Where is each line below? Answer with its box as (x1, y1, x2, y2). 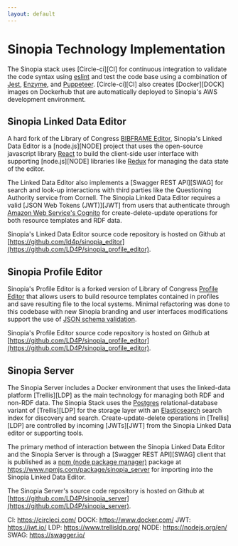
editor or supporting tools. (7, 429, 84, 437)
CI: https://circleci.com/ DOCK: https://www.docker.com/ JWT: (7, 515, 191, 524)
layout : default (7, 10, 55, 18)
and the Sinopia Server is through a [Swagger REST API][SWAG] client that (7, 450, 226, 458)
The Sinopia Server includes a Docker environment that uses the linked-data (7, 384, 231, 392)
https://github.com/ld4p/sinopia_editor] (9, 238, 125, 246)
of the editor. (7, 164, 45, 173)
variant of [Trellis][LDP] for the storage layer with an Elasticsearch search (7, 406, 222, 414)
